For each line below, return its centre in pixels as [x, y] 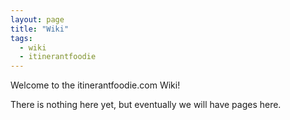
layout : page [37, 19]
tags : [21, 38]
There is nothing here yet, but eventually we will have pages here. [146, 105]
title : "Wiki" [40, 29]
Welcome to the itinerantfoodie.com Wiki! [95, 85]
